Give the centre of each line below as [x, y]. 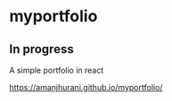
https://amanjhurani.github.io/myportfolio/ [86, 87]
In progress [41, 49]
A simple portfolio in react [57, 70]
